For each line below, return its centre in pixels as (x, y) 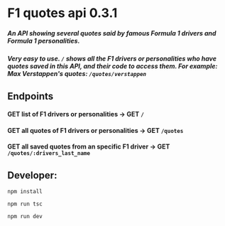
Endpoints (31, 96)
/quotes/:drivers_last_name (49, 154)
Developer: (32, 175)
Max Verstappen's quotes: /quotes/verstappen (77, 74)
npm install (25, 192)
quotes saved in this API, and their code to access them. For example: (112, 66)
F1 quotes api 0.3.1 (62, 13)
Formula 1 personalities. (44, 41)
